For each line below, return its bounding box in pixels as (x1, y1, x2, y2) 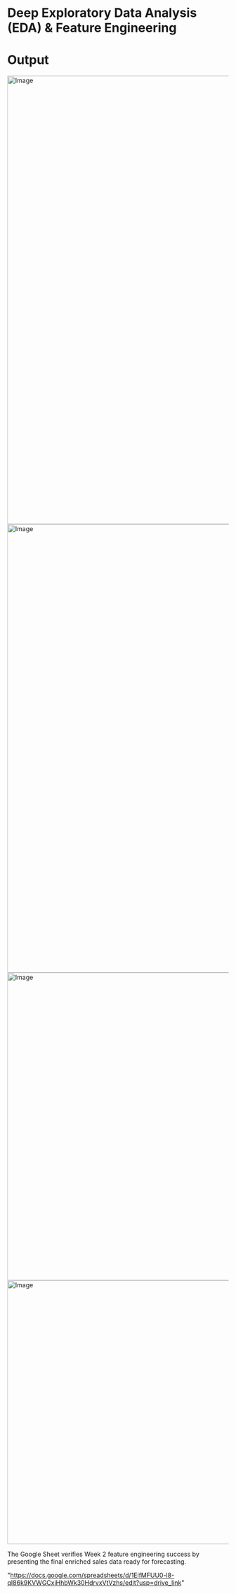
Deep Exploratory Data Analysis (7, 5, 197, 21)
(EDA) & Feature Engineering (7, 20, 177, 36)
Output (7, 52, 49, 68)
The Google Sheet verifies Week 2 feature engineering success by (7, 1550, 200, 1559)
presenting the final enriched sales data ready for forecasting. (7, 1557, 187, 1566)
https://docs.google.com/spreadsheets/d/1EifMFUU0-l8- (10, 1571, 175, 1580)
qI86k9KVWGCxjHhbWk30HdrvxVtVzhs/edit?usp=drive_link (7, 1579, 182, 1587)
